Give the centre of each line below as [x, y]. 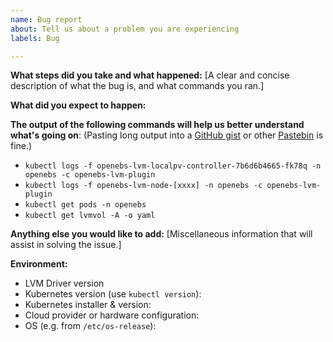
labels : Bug [35, 38]
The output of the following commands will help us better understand [157, 125]
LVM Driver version [64, 283]
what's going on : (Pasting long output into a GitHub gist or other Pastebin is [167, 135]
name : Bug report [46, 19]
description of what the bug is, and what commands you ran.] [137, 86]
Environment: [39, 264]
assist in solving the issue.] [66, 245]
